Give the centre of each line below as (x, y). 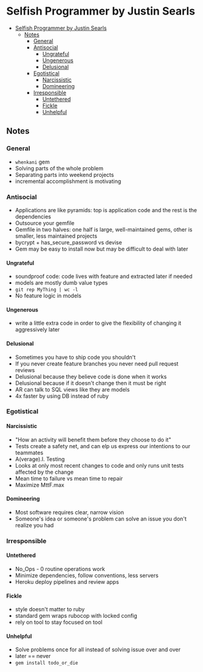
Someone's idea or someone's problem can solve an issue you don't (101, 519)
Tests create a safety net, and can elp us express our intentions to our (103, 446)
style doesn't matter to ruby (50, 609)
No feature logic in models (48, 296)
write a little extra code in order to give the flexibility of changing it (98, 323)
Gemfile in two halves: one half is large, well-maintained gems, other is (104, 229)
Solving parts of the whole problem (59, 168)
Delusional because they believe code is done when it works (91, 376)
